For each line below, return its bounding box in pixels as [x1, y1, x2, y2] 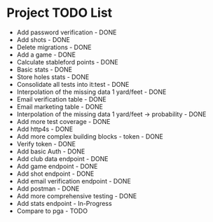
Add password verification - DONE [16, 28, 117, 36]
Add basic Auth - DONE [16, 147, 85, 155]
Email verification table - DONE [16, 95, 106, 103]
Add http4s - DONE [16, 125, 74, 133]
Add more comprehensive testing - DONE [16, 191, 137, 200]
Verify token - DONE [16, 139, 76, 148]
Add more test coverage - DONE [16, 117, 111, 125]
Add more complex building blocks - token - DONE [16, 132, 164, 141]
